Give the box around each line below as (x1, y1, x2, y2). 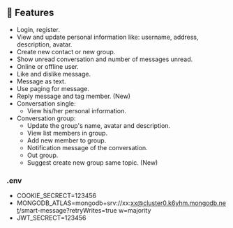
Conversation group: (16, 114, 76, 122)
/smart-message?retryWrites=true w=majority (19, 206, 151, 215)
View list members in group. (27, 129, 108, 137)
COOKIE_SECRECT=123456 (16, 192, 97, 200)
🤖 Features (6, 7, 54, 19)
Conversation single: (16, 99, 76, 108)
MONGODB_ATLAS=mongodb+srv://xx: (16, 199, 131, 207)
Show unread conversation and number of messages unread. (16, 55, 193, 63)
